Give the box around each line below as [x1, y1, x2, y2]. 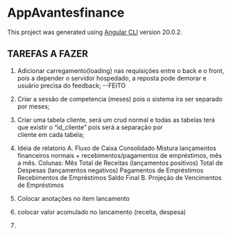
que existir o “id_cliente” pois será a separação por [17, 123, 163, 131]
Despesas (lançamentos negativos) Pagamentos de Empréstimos [17, 165, 204, 175]
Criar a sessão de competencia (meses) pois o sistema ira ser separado [17, 95, 223, 103]
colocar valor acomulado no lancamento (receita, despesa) [17, 207, 186, 216]
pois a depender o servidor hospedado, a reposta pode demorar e [17, 74, 207, 82]
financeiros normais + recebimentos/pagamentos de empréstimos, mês [17, 151, 222, 159]
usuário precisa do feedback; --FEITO [17, 81, 126, 90]
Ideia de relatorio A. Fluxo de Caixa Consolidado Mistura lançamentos [17, 144, 216, 152]
